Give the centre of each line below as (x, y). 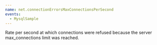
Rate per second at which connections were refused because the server (78, 33)
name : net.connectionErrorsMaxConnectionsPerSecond (59, 10)
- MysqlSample (24, 19)
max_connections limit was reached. (42, 38)
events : (13, 14)
